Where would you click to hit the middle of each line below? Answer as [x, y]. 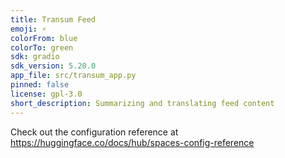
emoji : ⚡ [28, 29]
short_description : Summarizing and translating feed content [142, 103]
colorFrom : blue [44, 38]
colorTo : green [42, 47]
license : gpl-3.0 [46, 94]
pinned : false [40, 85]
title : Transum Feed [53, 19]
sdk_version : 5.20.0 [53, 66]
